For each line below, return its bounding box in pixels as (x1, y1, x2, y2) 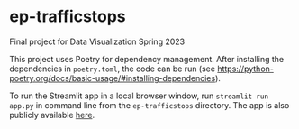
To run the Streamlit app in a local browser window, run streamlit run (9, 90, 268, 101)
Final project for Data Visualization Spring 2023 (9, 36, 186, 47)
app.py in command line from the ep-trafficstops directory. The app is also (9, 99, 290, 110)
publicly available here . (9, 109, 95, 120)
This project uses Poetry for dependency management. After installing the (9, 53, 285, 64)
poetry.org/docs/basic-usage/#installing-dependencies (9, 72, 216, 83)
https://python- (217, 63, 275, 74)
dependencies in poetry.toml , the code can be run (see (9, 63, 216, 74)
